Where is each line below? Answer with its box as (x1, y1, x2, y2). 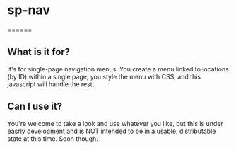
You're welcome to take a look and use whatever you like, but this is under (7, 119, 224, 127)
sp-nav (7, 2, 51, 18)
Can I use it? (7, 100, 63, 112)
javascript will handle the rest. (7, 80, 95, 88)
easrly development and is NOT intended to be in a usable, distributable (7, 127, 216, 135)
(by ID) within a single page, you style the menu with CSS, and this (7, 72, 201, 81)
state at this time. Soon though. (7, 134, 99, 143)
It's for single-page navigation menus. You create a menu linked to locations (7, 64, 230, 73)
